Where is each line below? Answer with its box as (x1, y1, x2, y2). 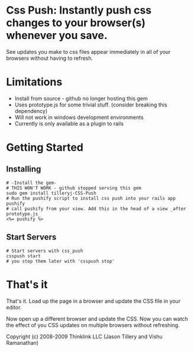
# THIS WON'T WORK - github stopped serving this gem (6, 185, 142, 191)
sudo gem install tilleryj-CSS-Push (6, 190, 96, 196)
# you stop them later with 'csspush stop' (6, 258, 115, 264)
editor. (6, 303, 22, 311)
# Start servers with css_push (6, 248, 83, 254)
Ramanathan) (6, 339, 39, 346)
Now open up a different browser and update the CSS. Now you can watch (6, 315, 188, 322)
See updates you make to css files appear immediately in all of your (6, 48, 171, 55)
